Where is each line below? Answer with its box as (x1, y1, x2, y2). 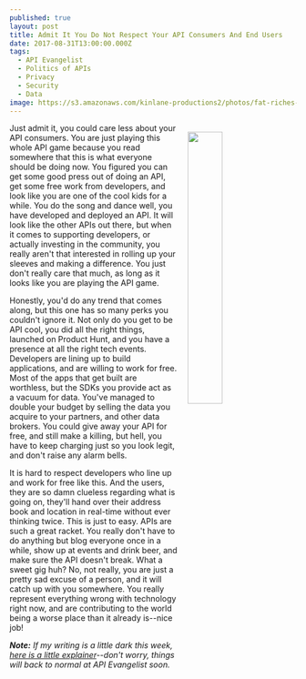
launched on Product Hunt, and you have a (9, 334, 170, 345)
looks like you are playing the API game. (9, 278, 159, 289)
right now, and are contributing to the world (9, 603, 173, 614)
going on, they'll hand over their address (9, 497, 161, 508)
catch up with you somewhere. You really (9, 583, 165, 594)
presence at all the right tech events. (9, 343, 148, 355)
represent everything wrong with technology (9, 593, 177, 604)
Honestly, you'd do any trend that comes (9, 295, 162, 306)
